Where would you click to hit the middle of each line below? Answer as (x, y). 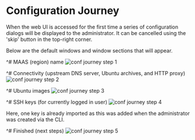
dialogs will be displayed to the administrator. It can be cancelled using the (96, 33)
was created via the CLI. (35, 119)
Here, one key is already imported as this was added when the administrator (98, 113)
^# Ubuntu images (28, 90)
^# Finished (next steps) (35, 131)
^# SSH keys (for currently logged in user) (57, 102)
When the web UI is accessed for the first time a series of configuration (92, 27)
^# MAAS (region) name (35, 62)
